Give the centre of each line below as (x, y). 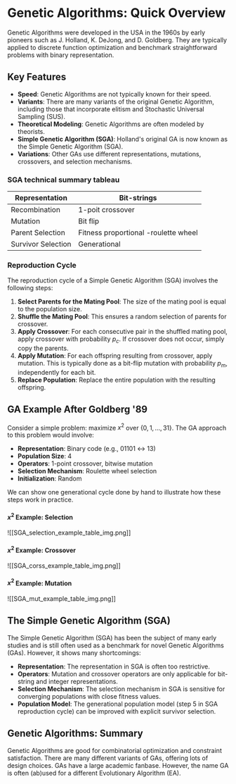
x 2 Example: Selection (40, 517)
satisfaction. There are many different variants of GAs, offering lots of (108, 758)
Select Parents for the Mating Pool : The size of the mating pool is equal (122, 301)
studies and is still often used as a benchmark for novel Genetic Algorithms (116, 645)
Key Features (37, 77)
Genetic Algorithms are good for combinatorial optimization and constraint (115, 750)
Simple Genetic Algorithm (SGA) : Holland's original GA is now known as (123, 139)
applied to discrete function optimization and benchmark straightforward (112, 47)
